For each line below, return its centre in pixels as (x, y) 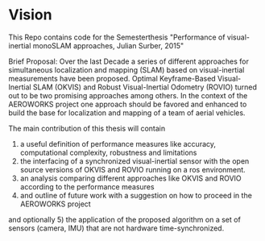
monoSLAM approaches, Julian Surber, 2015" (108, 45)
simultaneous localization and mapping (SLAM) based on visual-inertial (126, 69)
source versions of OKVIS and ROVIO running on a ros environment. (132, 169)
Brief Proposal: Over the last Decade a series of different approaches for (129, 61)
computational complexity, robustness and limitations (108, 152)
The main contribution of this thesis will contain (87, 128)
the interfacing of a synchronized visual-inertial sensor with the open (135, 161)
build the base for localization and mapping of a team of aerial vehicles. (127, 112)
